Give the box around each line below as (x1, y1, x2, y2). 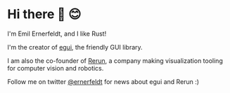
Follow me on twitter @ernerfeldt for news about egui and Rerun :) (7, 77, 199, 86)
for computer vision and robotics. (7, 64, 104, 72)
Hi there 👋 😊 (7, 6, 82, 22)
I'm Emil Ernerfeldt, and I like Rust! (7, 29, 107, 38)
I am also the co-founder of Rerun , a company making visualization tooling (7, 56, 223, 65)
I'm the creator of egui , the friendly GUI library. (7, 43, 143, 51)
